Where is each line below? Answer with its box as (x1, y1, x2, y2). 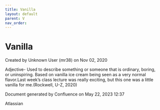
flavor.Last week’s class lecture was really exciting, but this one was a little (5, 77, 154, 82)
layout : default (5, 12, 38, 16)
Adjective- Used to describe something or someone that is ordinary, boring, (5, 67, 156, 72)
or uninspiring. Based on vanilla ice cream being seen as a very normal (5, 72, 146, 78)
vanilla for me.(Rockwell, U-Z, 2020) (5, 82, 77, 88)
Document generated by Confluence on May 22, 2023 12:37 (5, 91, 125, 97)
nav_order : (5, 20, 27, 26)
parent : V (5, 16, 25, 21)
